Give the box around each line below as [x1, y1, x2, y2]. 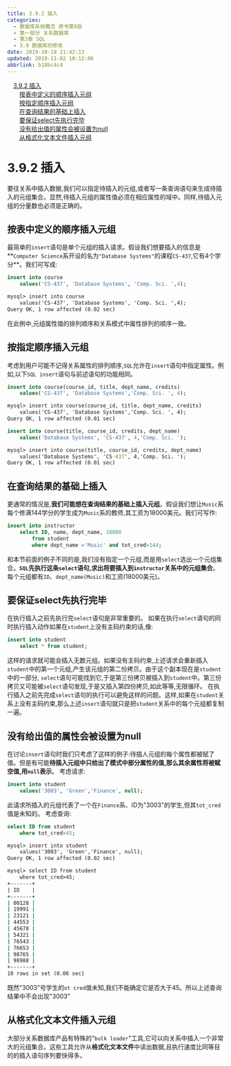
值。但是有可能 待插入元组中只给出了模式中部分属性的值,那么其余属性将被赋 [7, 759, 221, 767]
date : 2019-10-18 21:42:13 [7, 49, 85, 56]
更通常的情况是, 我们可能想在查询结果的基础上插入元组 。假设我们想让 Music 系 [7, 500, 224, 508]
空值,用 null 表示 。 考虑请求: [7, 768, 86, 775]
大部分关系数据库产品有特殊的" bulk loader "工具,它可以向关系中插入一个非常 [7, 1034, 224, 1042]
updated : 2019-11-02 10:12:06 [7, 55, 94, 62]
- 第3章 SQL [13, 36, 46, 43]
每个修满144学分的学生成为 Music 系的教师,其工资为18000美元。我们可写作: [7, 508, 217, 517]
